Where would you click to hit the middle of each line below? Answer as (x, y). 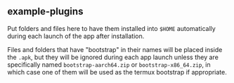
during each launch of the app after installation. (76, 36)
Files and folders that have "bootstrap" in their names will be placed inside (115, 49)
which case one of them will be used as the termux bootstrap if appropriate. (117, 72)
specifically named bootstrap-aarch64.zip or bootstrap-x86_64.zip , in (109, 64)
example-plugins (45, 12)
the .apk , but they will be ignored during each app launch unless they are (113, 57)
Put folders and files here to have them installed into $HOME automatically (111, 28)
